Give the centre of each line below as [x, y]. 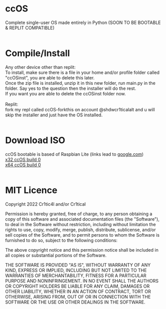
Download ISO [35, 141]
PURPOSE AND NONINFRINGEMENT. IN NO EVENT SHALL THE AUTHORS [82, 281]
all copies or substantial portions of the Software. [56, 255]
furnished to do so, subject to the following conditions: [61, 240]
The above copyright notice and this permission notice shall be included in [82, 250]
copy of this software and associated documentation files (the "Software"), [82, 219]
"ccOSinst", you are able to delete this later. [50, 77]
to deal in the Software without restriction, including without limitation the [80, 224]
